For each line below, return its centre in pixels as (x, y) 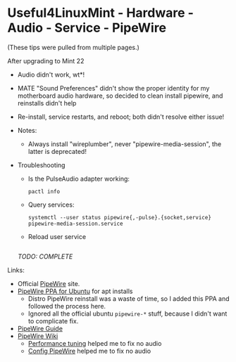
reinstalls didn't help (47, 103)
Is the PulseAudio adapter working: (79, 179)
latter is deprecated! (57, 151)
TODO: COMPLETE (45, 256)
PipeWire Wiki (38, 336)
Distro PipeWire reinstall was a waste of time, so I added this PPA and (129, 298)
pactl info (44, 191)
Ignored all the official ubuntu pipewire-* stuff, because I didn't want (128, 313)
